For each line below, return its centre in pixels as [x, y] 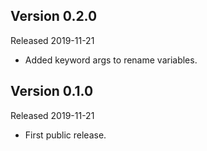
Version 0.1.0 [52, 91]
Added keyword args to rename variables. [111, 60]
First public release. [65, 135]
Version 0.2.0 [54, 16]
